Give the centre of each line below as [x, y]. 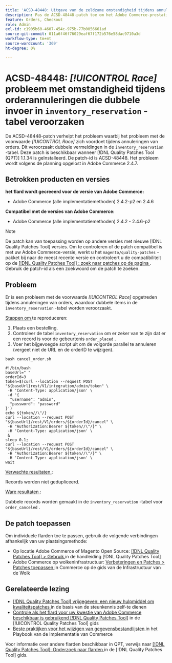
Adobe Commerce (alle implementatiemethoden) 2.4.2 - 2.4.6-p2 [82, 222]
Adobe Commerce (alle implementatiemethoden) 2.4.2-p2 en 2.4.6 [83, 202]
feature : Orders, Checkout [34, 19]
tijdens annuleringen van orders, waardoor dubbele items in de [71, 303]
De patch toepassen [38, 523]
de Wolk [21, 573]
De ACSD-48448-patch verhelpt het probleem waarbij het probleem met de [85, 136]
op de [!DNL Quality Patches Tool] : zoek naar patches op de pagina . [78, 263]
